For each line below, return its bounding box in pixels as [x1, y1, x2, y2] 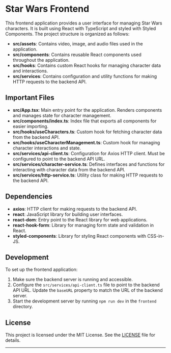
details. [5, 337, 21, 343]
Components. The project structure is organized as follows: [5, 31, 130, 37]
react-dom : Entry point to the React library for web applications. [12, 216, 148, 222]
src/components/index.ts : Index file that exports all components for [12, 118, 157, 124]
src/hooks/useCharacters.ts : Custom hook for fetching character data [12, 129, 162, 135]
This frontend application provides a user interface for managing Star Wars [5, 20, 162, 26]
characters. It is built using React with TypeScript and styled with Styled [5, 25, 156, 31]
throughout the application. [12, 57, 70, 63]
